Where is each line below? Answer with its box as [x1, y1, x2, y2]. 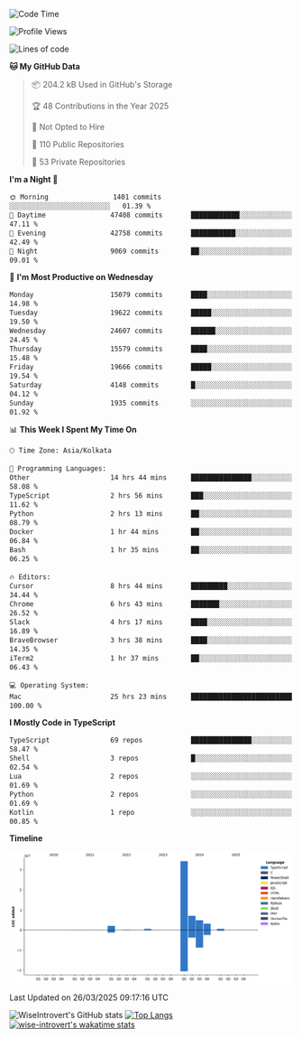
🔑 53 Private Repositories [31, 156, 126, 167]
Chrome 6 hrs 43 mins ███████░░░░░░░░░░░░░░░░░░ [9, 600, 293, 609]
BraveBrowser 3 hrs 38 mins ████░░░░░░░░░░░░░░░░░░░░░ [9, 636, 293, 645]
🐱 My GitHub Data [9, 61, 81, 71]
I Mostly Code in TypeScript [9, 717, 115, 727]
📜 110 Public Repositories [31, 139, 124, 149]
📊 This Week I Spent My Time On [9, 425, 137, 435]
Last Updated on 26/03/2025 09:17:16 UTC [9, 992, 169, 1003]
